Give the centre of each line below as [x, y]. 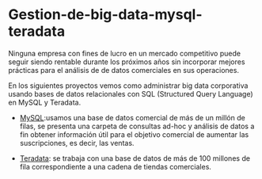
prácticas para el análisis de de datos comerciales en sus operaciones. [124, 70]
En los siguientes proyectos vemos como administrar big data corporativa [128, 86]
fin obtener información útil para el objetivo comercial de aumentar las [134, 134]
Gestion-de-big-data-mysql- [105, 15]
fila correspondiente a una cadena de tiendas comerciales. [116, 166]
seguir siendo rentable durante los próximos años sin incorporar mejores [127, 62]
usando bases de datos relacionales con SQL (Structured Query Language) [131, 93]
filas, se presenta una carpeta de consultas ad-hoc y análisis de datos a [137, 126]
